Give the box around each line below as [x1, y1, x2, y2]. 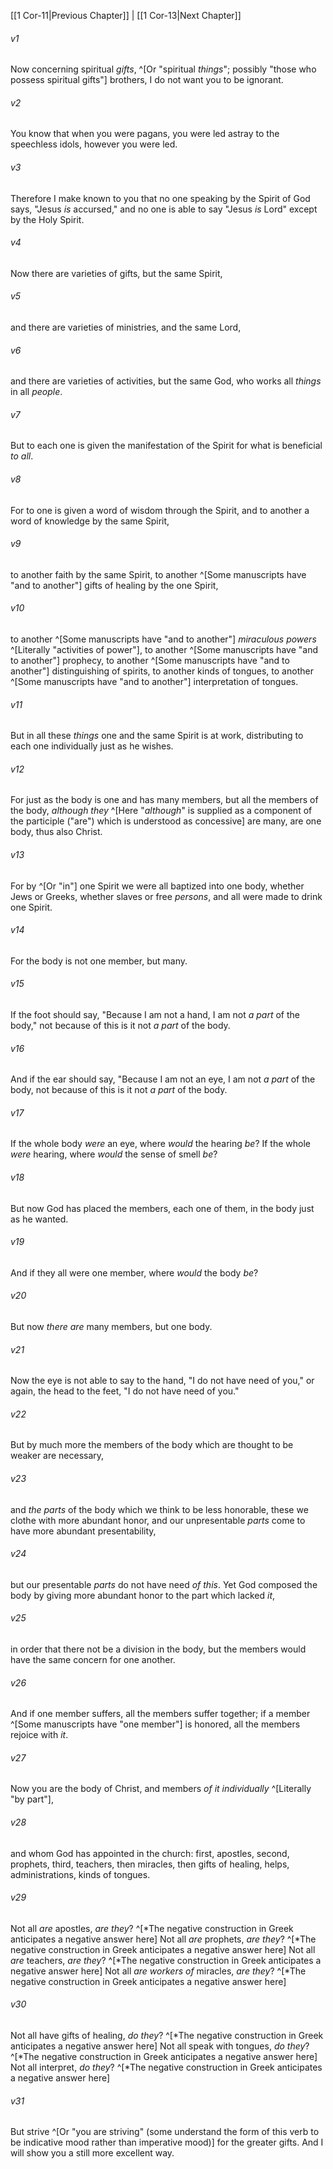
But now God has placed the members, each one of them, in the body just [10, 1202, 315, 1214]
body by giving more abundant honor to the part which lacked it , [10, 1589, 276, 1601]
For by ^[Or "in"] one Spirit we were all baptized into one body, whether [10, 880, 305, 892]
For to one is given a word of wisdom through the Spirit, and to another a [10, 504, 310, 516]
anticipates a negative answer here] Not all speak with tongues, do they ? [10, 2040, 310, 2052]
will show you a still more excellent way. [10, 2147, 175, 2159]
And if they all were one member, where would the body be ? [10, 1266, 259, 1279]
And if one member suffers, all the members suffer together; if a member [10, 1708, 311, 1720]
